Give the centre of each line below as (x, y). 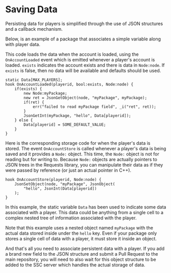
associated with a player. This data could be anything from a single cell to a (84, 212)
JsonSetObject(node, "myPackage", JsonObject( (65, 184)
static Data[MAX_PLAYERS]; (34, 80)
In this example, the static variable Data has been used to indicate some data (86, 207)
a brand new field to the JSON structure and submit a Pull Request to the (82, 254)
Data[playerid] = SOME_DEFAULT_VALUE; (65, 124)
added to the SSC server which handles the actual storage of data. (75, 265)
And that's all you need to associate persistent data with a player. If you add (85, 248)
